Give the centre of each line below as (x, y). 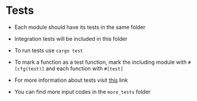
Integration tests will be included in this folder (71, 38)
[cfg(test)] (29, 69)
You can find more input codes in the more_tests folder (83, 91)
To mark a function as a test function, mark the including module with (101, 62)
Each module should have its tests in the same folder (80, 27)
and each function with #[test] (84, 68)
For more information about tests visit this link (71, 80)
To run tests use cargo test (48, 50)
